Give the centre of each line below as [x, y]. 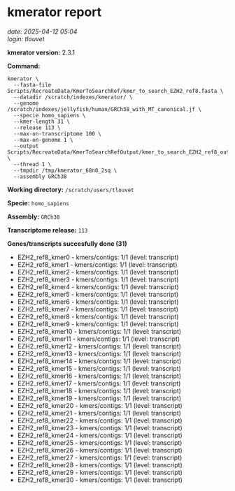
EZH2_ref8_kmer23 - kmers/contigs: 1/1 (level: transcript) [100, 427]
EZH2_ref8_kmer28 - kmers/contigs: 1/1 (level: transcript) [100, 464]
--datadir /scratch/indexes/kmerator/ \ [73, 97]
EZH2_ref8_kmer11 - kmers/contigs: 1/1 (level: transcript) [99, 339]
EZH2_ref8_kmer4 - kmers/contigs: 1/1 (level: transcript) [98, 286]
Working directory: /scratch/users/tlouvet [71, 189]
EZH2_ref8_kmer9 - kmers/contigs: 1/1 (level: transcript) [98, 324]
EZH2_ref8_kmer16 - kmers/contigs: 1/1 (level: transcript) [99, 376]
